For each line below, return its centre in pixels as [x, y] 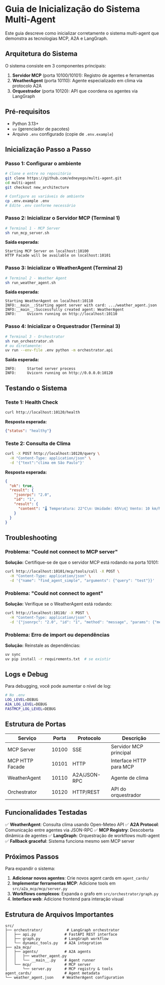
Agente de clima [130, 778]
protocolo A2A [27, 86]
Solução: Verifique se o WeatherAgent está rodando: [59, 604]
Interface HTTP [128, 761]
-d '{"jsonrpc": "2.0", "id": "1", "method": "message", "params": [80, 622]
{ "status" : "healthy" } [28, 431]
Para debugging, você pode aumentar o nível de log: [58, 686]
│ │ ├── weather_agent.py [36, 956]
